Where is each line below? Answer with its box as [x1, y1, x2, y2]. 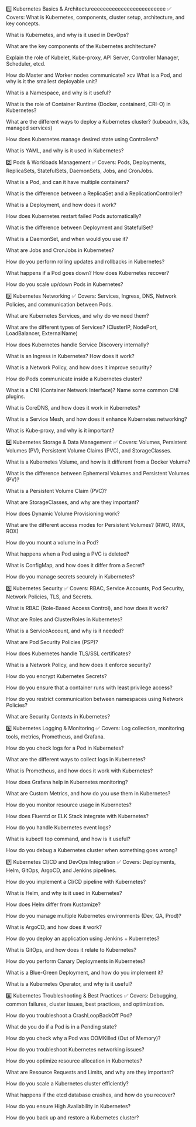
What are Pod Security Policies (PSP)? [6, 639, 98, 645]
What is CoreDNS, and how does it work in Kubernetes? [6, 404, 140, 411]
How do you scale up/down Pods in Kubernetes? [6, 281, 123, 288]
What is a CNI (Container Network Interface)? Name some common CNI [6, 387, 179, 393]
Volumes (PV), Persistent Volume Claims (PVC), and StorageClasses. [6, 447, 171, 454]
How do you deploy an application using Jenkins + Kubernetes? [6, 935, 160, 942]
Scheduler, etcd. [6, 60, 46, 67]
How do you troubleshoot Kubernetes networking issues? [6, 1046, 145, 1053]
